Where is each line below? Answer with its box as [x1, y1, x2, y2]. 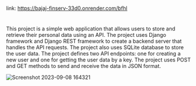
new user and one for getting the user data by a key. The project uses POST [6, 56, 191, 63]
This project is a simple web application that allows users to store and [6, 25, 176, 32]
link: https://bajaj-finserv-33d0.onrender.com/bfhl [6, 5, 128, 12]
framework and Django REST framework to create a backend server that [6, 37, 182, 45]
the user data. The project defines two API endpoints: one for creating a [6, 50, 181, 57]
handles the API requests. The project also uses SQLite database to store [6, 44, 184, 51]
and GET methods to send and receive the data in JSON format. [6, 63, 161, 70]
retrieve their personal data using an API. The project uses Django [6, 32, 166, 39]
